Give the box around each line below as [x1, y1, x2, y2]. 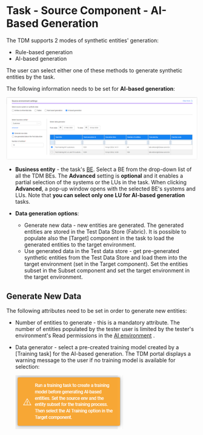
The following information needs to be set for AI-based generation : [6, 85, 176, 92]
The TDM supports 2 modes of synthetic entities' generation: [6, 37, 159, 44]
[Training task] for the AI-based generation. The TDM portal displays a [15, 350, 191, 358]
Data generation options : [15, 210, 79, 217]
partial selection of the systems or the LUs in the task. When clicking [15, 179, 187, 186]
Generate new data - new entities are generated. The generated [24, 221, 184, 229]
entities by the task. [6, 73, 56, 80]
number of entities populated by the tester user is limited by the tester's [15, 325, 194, 333]
